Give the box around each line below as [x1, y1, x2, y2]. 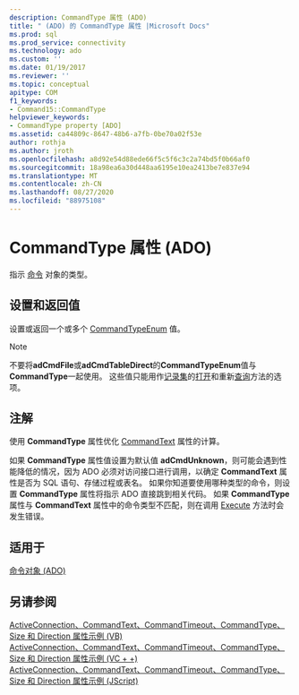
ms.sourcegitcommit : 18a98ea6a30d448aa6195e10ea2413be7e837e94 [9, 163, 251, 172]
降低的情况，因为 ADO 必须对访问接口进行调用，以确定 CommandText [16, 467, 278, 477]
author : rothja [9, 138, 66, 147]
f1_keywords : [9, 96, 58, 106]
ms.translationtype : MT [9, 171, 98, 180]
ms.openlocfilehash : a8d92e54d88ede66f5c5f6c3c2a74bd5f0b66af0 [9, 154, 251, 164]
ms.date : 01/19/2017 [9, 64, 87, 73]
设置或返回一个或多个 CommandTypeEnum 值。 [9, 323, 185, 334]
